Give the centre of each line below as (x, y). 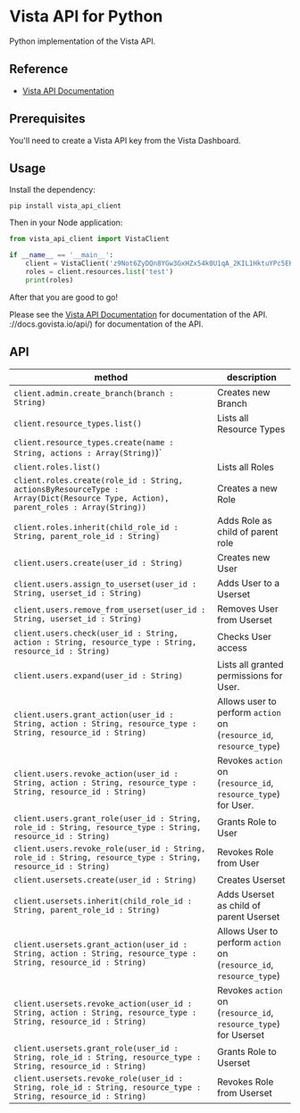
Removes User (248, 609)
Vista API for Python (86, 17)
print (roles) (50, 280)
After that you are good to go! (64, 297)
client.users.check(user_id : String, (96, 633)
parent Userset (249, 917)
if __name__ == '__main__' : (62, 255)
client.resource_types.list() (78, 423)
